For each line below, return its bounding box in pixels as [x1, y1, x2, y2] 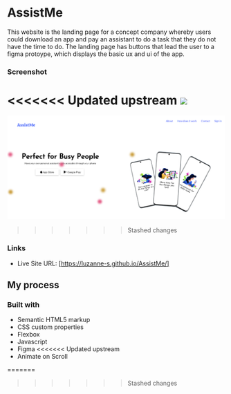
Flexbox [17, 330, 40, 339]
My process [7, 279, 59, 291]
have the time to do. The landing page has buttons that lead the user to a [7, 42, 214, 50]
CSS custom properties [17, 323, 84, 331]
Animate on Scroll [17, 353, 68, 361]
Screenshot [7, 67, 47, 77]
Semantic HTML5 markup [17, 316, 91, 324]
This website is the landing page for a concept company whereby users [7, 28, 212, 36]
